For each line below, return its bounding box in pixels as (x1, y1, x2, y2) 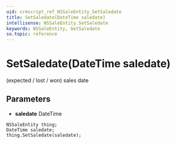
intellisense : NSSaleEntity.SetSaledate (6, 20, 109, 26)
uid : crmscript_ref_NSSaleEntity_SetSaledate (6, 8, 122, 15)
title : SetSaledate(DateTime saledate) (6, 14, 106, 20)
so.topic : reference (6, 31, 58, 37)
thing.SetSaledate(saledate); (6, 132, 82, 138)
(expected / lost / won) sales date (6, 77, 89, 84)
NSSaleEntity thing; (6, 121, 58, 128)
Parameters (6, 94, 51, 104)
